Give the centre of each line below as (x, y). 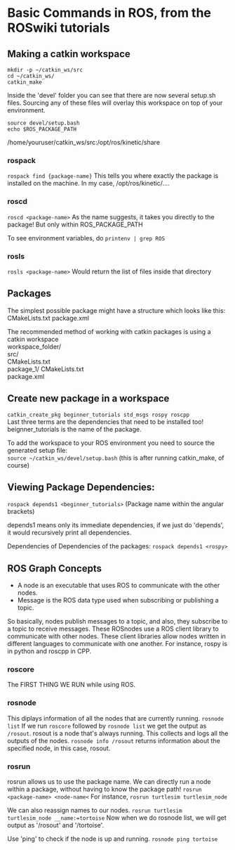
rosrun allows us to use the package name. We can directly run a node (109, 782)
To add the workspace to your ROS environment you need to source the (111, 443)
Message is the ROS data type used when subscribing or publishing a (118, 600)
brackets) (21, 512)
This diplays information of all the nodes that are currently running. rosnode (116, 718)
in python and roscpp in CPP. (49, 651)
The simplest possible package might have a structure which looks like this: (116, 310)
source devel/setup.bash (43, 123)
